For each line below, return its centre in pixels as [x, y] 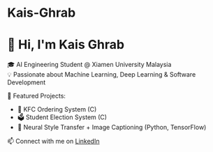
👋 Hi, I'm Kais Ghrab [66, 45]
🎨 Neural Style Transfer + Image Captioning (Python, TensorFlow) [112, 128]
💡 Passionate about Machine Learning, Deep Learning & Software [102, 75]
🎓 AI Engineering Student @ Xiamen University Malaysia [89, 65]
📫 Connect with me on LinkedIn [53, 142]
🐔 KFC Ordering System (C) [57, 109]
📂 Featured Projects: [37, 96]
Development [27, 82]
